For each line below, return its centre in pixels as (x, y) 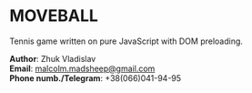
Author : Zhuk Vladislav (53, 58)
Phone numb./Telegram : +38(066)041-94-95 (96, 77)
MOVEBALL (54, 16)
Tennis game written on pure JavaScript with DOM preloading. (126, 41)
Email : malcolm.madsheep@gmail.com (82, 68)
